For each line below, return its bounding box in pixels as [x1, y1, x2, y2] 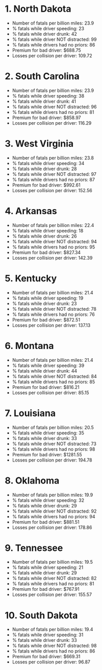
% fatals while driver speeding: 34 [12, 160, 85, 166]
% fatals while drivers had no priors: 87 [12, 176, 95, 182]
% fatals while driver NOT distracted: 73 [12, 441, 96, 447]
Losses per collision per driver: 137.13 [12, 322, 91, 328]
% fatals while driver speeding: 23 [12, 25, 85, 31]
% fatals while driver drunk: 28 [12, 166, 77, 172]
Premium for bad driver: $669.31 [12, 654, 81, 660]
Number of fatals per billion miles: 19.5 [12, 559, 93, 565]
